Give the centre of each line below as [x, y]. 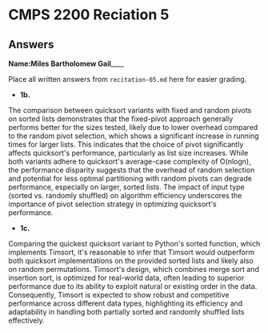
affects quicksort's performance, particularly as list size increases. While [128, 153]
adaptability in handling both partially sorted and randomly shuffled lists [127, 312]
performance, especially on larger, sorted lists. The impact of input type [127, 187]
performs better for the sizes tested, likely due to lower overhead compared [133, 127]
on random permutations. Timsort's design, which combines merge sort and [134, 269]
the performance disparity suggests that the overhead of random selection [132, 170]
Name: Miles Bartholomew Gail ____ [66, 63]
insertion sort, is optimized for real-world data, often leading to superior [126, 278]
